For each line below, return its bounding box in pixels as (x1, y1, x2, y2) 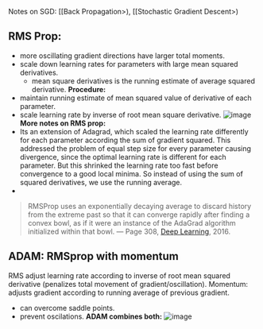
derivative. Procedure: (31, 84, 106, 94)
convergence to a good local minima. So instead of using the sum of (19, 168, 244, 178)
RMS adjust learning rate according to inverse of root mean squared (8, 270, 230, 281)
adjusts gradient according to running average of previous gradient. (8, 288, 230, 297)
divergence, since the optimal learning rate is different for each (19, 152, 226, 161)
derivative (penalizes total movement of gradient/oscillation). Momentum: (8, 279, 249, 288)
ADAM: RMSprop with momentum (8, 250, 179, 263)
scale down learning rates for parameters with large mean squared (19, 59, 238, 68)
